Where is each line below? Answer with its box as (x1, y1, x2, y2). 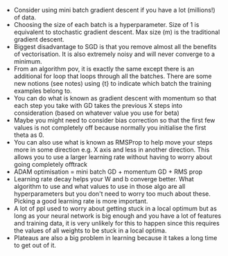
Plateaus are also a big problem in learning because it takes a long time (13, 234, 218, 241)
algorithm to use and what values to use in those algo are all (13, 183, 186, 190)
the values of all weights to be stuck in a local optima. (13, 226, 167, 235)
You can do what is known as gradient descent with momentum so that (13, 94, 217, 102)
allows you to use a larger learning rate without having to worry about (13, 153, 213, 161)
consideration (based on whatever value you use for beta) (13, 109, 180, 117)
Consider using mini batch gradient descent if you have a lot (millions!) (13, 6, 216, 14)
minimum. (13, 57, 42, 65)
